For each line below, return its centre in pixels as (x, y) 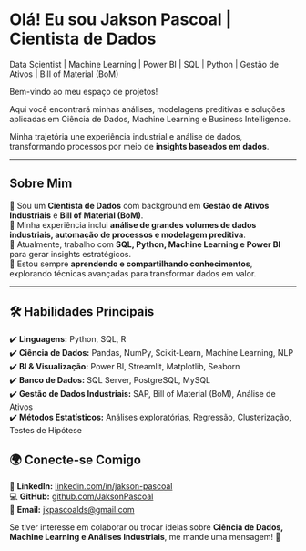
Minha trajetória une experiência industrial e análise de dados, (126, 136)
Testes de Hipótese (46, 430)
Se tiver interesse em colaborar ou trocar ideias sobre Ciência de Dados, (147, 527)
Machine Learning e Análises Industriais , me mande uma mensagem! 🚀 (145, 537)
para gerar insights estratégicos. (71, 254)
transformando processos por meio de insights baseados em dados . (139, 146)
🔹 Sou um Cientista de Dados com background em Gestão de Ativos (139, 205)
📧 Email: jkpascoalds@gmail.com (72, 510)
